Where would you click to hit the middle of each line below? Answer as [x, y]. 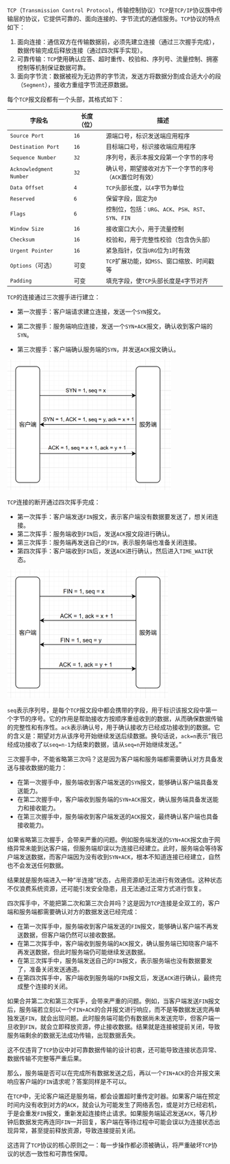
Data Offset [27, 188]
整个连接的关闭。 [47, 986]
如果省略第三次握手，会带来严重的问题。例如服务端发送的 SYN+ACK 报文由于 [111, 839]
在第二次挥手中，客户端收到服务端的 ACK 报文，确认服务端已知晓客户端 [115, 943]
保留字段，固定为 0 [131, 198]
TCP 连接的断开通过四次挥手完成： [54, 502]
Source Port [27, 136]
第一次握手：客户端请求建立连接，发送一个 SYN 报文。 [91, 312]
